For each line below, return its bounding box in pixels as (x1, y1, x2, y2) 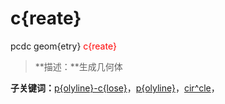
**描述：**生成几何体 (34, 60, 123, 72)
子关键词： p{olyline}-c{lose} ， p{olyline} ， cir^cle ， (10, 82, 220, 94)
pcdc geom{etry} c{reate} (10, 40, 117, 52)
